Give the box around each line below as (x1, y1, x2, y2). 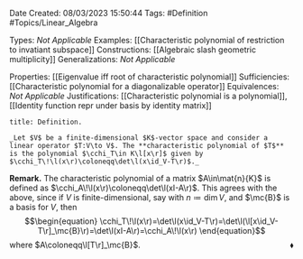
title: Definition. (9, 117, 83, 126)
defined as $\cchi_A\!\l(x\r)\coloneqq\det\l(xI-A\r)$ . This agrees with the (9, 182, 278, 193)
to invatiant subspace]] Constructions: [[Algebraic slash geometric (9, 44, 257, 55)
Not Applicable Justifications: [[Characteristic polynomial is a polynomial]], (9, 90, 288, 101)
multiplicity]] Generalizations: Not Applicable (9, 54, 176, 64)
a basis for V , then (9, 202, 78, 212)
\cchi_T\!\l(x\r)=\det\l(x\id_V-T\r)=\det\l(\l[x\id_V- (99, 216, 280, 227)
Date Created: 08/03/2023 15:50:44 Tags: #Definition (9, 8, 208, 18)
